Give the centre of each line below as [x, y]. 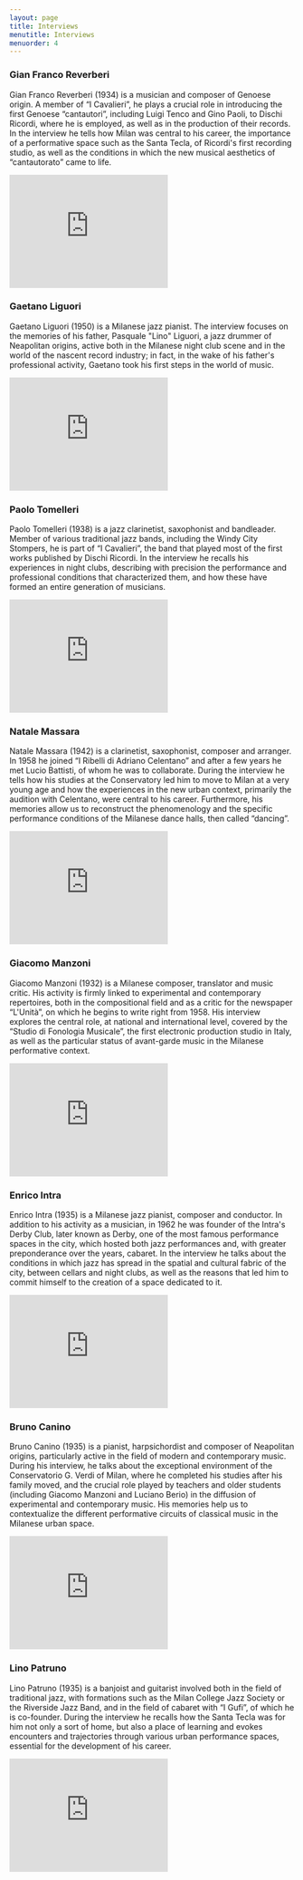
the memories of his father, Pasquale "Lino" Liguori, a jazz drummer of [141, 335]
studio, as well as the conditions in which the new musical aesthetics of [142, 152]
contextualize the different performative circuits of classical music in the [144, 1514]
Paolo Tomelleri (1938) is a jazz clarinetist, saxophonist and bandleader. [143, 529]
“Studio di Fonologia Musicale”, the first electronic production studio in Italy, [151, 1031]
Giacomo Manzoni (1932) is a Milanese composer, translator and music [142, 983]
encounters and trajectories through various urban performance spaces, [144, 1736]
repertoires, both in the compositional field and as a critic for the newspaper [151, 1002]
